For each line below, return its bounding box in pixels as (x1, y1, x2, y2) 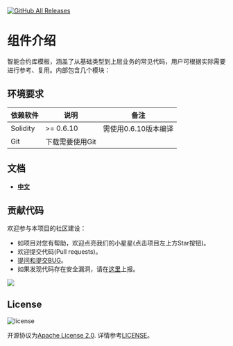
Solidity (10, 123, 35, 133)
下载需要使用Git (45, 137, 97, 146)
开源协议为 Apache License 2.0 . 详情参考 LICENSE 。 (7, 331, 154, 340)
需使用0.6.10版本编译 (103, 123, 174, 133)
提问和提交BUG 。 (17, 257, 67, 265)
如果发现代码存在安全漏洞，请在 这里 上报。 (17, 265, 139, 273)
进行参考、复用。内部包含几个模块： (7, 66, 111, 74)
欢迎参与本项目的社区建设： (7, 224, 87, 232)
